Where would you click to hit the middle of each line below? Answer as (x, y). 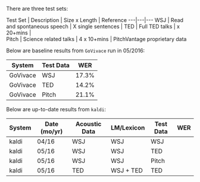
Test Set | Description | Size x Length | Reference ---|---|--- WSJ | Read (95, 20)
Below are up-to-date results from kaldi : (56, 109)
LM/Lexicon (128, 128)
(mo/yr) (52, 131)
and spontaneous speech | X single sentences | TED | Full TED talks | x (93, 26)
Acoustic (88, 124)
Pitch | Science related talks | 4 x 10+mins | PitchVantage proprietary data (96, 39)
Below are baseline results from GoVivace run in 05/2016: (76, 51)
